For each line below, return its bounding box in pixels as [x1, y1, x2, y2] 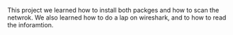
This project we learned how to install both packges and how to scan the [7, 6, 220, 14]
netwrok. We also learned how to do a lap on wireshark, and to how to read [7, 13, 227, 22]
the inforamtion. [7, 21, 54, 29]
